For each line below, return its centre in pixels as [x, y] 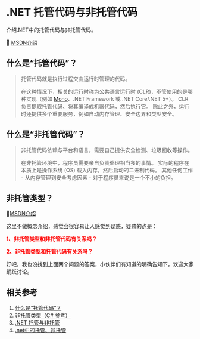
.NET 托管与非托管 [37, 323]
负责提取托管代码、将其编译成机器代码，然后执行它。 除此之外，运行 [105, 106]
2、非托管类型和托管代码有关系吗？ [50, 252]
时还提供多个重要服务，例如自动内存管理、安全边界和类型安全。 [99, 113]
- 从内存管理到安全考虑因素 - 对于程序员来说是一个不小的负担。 [99, 177]
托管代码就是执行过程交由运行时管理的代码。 [76, 79]
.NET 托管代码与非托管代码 [72, 12]
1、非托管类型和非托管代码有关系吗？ [52, 239]
